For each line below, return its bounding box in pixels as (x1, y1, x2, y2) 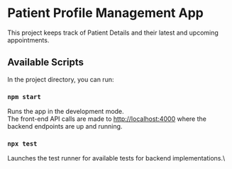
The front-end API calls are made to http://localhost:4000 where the (7, 115, 207, 123)
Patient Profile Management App (7, 5, 204, 21)
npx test (7, 139, 38, 148)
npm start (7, 93, 41, 100)
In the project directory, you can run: (7, 75, 114, 83)
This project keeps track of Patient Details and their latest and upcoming (7, 28, 219, 37)
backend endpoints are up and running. (7, 122, 123, 131)
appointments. (7, 35, 50, 44)
